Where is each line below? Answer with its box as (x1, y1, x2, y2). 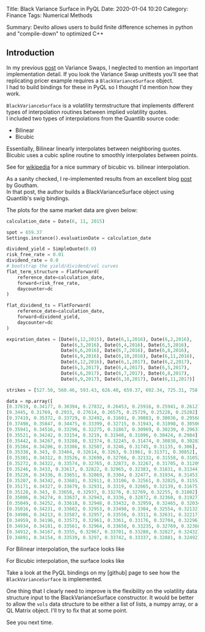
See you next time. (6, 619, 54, 626)
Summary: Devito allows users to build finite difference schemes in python (6, 24, 193, 31)
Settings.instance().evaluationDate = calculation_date (6, 235, 151, 241)
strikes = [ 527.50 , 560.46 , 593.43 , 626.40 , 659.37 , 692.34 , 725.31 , (6, 387, 187, 393)
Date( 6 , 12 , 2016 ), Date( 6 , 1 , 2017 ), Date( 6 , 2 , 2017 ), (60, 359, 193, 366)
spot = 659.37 (6, 229, 43, 235)
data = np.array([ (6, 398, 53, 404)
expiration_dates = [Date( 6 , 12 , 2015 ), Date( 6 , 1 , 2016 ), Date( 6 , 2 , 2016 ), (6, 336, 193, 342)
